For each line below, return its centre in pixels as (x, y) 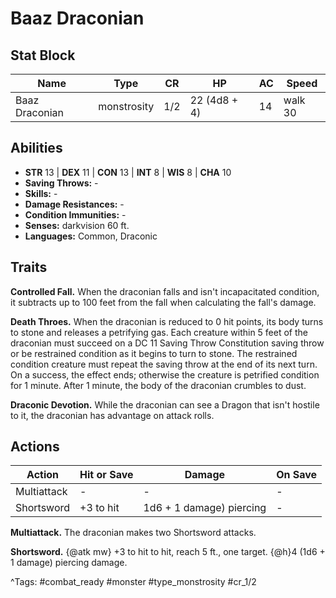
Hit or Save (106, 475)
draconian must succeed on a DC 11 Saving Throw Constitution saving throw (167, 343)
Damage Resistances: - (74, 204)
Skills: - (41, 193)
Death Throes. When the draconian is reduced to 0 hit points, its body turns (167, 321)
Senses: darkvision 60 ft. (77, 225)
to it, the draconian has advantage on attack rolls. (112, 415)
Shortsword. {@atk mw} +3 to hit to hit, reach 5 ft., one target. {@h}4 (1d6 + (168, 552)
